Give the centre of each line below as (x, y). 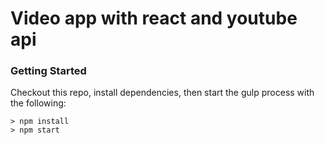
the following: (38, 103)
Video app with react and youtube (154, 18)
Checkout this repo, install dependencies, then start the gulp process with (162, 93)
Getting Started (48, 71)
